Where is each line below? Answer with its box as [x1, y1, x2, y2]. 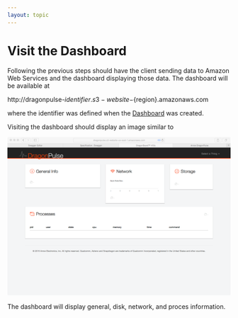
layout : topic [7, 11, 50, 18]
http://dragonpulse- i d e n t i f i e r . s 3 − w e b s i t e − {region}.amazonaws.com [7, 95, 209, 103]
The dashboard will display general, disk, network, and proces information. [7, 302, 226, 311]
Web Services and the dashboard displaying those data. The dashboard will [7, 74, 228, 82]
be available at [7, 81, 50, 90]
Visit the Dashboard [7, 42, 127, 59]
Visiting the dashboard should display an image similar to [7, 123, 174, 131]
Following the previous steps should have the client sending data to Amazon [7, 66, 230, 74]
